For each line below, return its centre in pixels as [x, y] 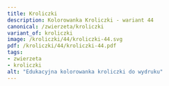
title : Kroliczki [32, 14]
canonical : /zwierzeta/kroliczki [56, 26]
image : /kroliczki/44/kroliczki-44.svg [65, 40]
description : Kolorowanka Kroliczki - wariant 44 [81, 20]
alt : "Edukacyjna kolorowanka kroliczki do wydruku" [85, 71]
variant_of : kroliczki [40, 33]
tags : [15, 53]
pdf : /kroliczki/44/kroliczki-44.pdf [62, 46]
